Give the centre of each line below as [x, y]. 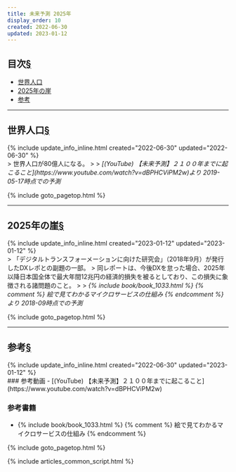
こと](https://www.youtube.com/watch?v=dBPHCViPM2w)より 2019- [119, 172]
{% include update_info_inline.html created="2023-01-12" [91, 243]
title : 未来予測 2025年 [39, 14]
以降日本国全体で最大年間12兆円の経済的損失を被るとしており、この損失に [115, 276]
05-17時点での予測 [34, 181]
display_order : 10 [34, 20]
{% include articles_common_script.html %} [71, 461]
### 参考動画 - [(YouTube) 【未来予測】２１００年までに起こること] [106, 381]
